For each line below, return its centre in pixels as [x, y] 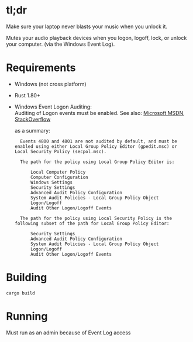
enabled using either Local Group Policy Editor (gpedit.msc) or [96, 146]
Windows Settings [51, 182]
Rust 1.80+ [27, 95]
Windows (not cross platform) [50, 84]
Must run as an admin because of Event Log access [68, 333]
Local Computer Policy [58, 172]
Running [27, 316]
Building [27, 278]
